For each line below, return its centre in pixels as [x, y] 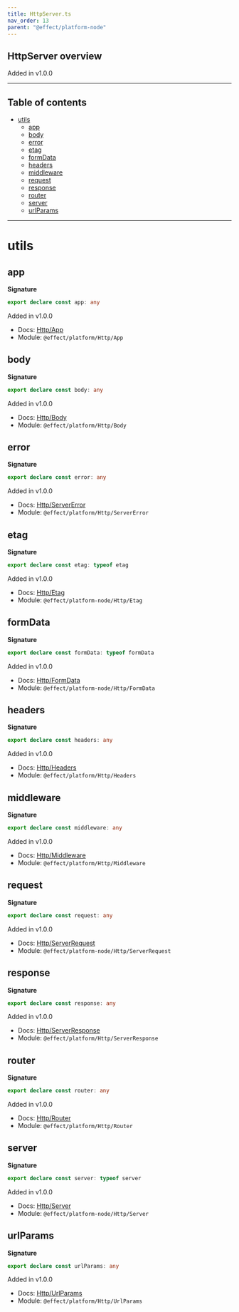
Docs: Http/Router [44, 1118]
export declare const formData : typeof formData [81, 653]
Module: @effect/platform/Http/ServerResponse [88, 1038]
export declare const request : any [60, 915]
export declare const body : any [55, 390]
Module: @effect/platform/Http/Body [72, 425]
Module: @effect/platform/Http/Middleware [81, 863]
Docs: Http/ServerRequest [56, 943]
